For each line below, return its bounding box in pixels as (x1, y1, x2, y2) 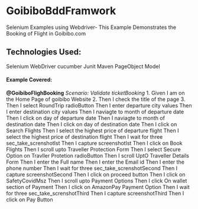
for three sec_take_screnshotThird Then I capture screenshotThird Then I (6, 190, 184, 197)
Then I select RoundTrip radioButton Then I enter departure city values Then (6, 102, 192, 109)
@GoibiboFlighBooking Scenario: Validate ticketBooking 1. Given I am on (6, 89, 185, 96)
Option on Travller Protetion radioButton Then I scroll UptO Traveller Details (6, 152, 189, 159)
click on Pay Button (6, 196, 53, 203)
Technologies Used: (6, 47, 82, 57)
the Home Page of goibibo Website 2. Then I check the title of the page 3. (6, 96, 186, 103)
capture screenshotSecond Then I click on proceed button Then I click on (6, 171, 186, 178)
